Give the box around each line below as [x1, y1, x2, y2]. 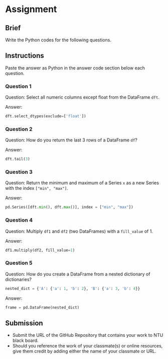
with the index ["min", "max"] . [5, 185, 69, 191]
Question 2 [5, 125, 33, 132]
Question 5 [5, 259, 33, 266]
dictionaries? [5, 276, 32, 282]
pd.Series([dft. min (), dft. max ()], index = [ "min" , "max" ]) [5, 205, 134, 210]
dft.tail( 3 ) [5, 157, 30, 162]
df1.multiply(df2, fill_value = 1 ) [5, 248, 75, 253]
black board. [12, 337, 39, 343]
